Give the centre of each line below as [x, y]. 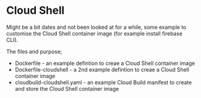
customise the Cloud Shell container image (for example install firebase [94, 33]
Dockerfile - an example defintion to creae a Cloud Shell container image [105, 63]
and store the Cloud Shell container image [67, 88]
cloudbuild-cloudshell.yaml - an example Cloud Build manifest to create [103, 82]
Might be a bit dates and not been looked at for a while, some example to [96, 27]
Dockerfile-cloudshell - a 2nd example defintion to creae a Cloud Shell [102, 69]
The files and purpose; [34, 51]
